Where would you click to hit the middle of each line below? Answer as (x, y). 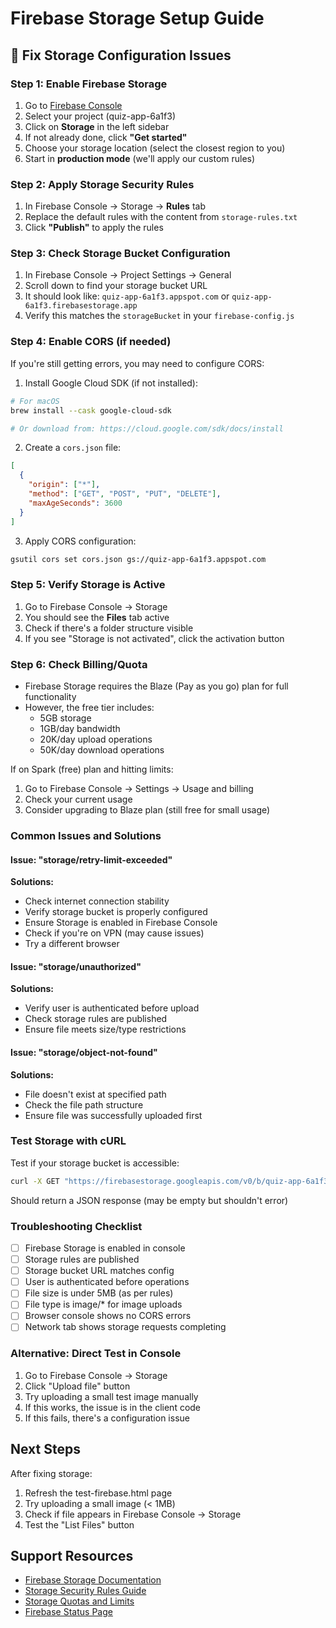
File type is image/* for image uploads (103, 1304)
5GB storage (65, 718)
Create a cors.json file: (73, 448)
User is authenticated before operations (107, 1282)
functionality (50, 696)
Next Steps (45, 1449)
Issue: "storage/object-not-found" (84, 1052)
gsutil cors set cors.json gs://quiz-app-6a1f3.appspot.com (138, 559)
